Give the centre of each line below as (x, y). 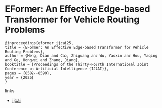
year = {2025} (20, 77)
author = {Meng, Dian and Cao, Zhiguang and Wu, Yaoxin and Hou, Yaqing (81, 56)
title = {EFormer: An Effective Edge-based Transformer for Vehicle (77, 47)
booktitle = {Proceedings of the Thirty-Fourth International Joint (77, 64)
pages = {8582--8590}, (28, 73)
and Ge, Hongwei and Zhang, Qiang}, (43, 60)
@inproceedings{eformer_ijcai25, (39, 43)
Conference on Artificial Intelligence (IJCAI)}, (57, 69)
